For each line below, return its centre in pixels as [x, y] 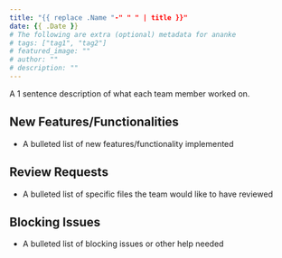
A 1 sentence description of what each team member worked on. [130, 93]
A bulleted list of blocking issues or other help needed [123, 244]
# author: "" [34, 60]
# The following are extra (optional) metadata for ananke [123, 34]
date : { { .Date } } [44, 26]
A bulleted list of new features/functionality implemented [128, 143]
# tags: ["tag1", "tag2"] [58, 43]
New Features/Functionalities [94, 122]
